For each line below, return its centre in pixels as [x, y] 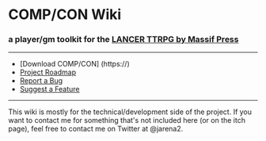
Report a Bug [41, 81]
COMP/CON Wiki [65, 15]
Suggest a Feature [50, 90]
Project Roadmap [48, 72]
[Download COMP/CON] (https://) [74, 64]
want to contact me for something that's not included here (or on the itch [127, 120]
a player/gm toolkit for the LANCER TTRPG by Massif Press [123, 40]
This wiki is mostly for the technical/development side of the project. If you [130, 112]
